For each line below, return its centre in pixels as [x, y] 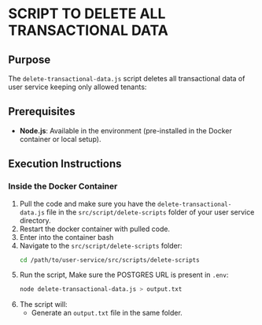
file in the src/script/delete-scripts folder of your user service [150, 212]
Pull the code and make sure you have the [87, 204]
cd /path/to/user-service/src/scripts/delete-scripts [109, 260]
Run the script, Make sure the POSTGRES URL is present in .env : [124, 275]
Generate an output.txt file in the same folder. [107, 313]
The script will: [44, 304]
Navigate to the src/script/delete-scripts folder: [101, 245]
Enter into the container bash [66, 237]
